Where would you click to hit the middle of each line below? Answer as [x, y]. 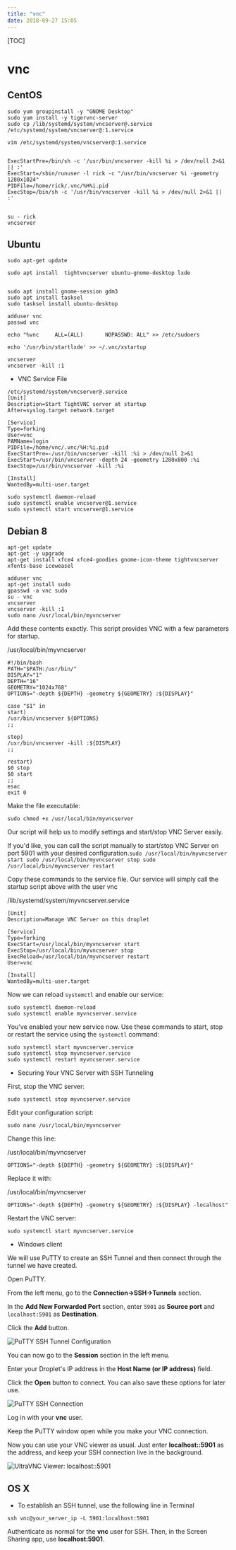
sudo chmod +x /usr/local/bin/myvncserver [70, 819]
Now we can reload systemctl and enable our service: [86, 995]
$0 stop [19, 768]
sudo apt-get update [38, 261]
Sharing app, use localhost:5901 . [56, 1539]
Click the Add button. [38, 1328]
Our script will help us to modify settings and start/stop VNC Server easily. [115, 832]
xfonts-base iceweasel [41, 566]
